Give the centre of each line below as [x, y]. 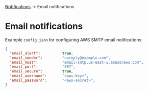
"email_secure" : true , [41, 72]
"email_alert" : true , [41, 53]
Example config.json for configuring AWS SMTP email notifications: [74, 39]
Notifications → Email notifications [40, 7]
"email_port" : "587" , [43, 67]
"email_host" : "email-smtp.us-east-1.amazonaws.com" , [76, 62]
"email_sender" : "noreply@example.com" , [60, 58]
